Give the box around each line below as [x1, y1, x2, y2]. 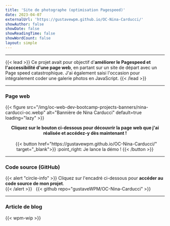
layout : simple [5, 41, 37, 46]
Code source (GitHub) [5, 163, 60, 170]
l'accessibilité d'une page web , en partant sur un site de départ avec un [5, 64, 157, 70]
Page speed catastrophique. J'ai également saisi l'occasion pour [5, 69, 140, 76]
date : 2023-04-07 [5, 12, 42, 17]
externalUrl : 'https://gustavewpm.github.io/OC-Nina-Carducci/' [5, 17, 144, 22]
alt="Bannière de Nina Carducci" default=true [46, 109, 142, 116]
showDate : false [5, 26, 39, 31]
